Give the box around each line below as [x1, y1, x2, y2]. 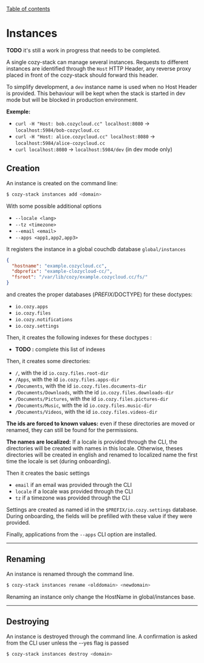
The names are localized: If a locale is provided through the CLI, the [6, 438, 178, 445]
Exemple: [6, 108, 31, 115]
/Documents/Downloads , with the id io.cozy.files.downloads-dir [15, 389, 174, 395]
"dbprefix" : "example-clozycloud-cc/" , [12, 268, 113, 275]
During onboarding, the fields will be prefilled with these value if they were [6, 512, 192, 520]
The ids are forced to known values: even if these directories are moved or [6, 420, 195, 427]
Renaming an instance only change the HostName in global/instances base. [6, 593, 195, 600]
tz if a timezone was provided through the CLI [15, 494, 131, 502]
